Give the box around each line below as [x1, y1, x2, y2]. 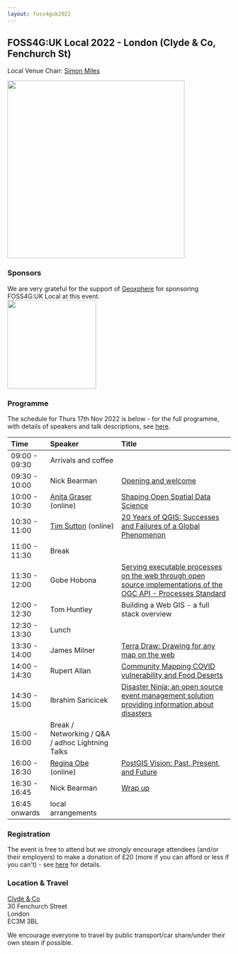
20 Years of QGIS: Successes [121, 512, 220, 522]
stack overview [121, 609, 172, 619]
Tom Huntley [50, 605, 93, 614]
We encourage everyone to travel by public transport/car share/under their [7, 931, 225, 939]
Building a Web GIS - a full [121, 600, 210, 610]
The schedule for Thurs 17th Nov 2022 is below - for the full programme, [7, 415, 220, 423]
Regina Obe [50, 758, 89, 768]
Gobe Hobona [50, 575, 97, 585]
